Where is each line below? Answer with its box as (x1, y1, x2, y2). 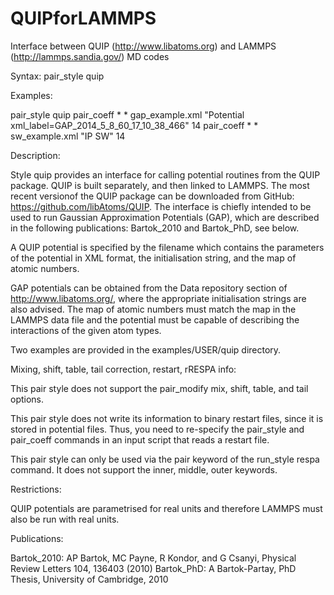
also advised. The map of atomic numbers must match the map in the (10, 303, 297, 315)
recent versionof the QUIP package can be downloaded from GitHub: (10, 190, 295, 202)
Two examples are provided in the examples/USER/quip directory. (10, 343, 282, 356)
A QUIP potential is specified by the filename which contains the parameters (10, 241, 325, 253)
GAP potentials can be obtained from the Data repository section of (10, 282, 288, 294)
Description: (10, 149, 61, 161)
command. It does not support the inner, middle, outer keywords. (10, 463, 278, 476)
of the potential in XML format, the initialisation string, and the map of (10, 252, 297, 264)
